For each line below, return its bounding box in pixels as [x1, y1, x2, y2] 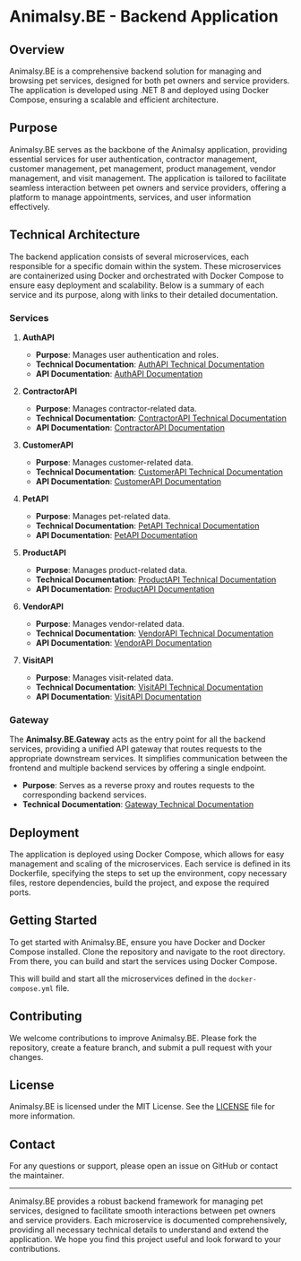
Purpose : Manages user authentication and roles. [35, 349, 219, 360]
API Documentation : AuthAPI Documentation [35, 368, 203, 378]
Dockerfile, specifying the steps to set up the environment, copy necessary [9, 868, 288, 879]
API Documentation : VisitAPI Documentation [35, 691, 202, 701]
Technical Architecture [9, 227, 141, 243]
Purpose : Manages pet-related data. [35, 510, 171, 521]
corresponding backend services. [21, 789, 148, 800]
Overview [9, 42, 65, 57]
